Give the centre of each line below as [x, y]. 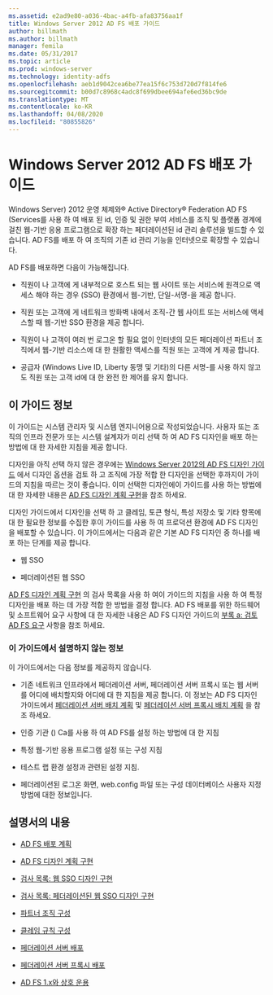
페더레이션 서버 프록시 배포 [63, 965]
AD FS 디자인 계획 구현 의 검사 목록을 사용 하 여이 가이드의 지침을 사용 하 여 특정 [135, 594]
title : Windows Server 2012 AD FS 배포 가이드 [84, 24]
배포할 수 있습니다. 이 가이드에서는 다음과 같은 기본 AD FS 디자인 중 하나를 [134, 532]
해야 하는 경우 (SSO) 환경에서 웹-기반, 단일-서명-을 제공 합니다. [136, 295]
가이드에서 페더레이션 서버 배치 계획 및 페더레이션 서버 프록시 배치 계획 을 [136, 704]
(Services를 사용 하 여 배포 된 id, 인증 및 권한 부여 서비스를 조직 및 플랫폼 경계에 [135, 219]
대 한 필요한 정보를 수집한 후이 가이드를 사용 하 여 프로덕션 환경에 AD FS [123, 522]
